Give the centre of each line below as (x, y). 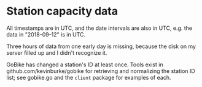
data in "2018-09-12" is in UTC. (46, 34)
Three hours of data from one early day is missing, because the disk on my (101, 46)
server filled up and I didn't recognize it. (57, 52)
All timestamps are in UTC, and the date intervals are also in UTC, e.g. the (99, 28)
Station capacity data (62, 11)
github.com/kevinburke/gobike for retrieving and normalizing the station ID (101, 71)
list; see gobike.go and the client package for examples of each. (89, 77)
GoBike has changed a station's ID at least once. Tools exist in (85, 64)
